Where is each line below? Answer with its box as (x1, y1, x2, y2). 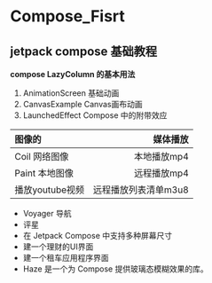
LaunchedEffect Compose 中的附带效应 (22, 110, 168, 121)
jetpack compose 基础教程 (10, 43, 158, 59)
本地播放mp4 (133, 151, 189, 162)
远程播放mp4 (133, 167, 189, 179)
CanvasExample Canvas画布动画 (22, 99, 143, 109)
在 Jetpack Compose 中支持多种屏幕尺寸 (22, 231, 172, 240)
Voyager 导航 (22, 208, 72, 218)
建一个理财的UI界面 (22, 241, 94, 252)
